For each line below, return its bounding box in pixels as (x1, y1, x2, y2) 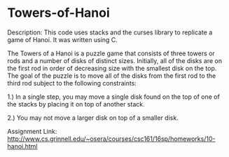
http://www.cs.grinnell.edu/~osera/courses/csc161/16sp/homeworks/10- (7, 135, 216, 143)
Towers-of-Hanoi (7, 5, 110, 21)
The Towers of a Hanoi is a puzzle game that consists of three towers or (7, 49, 215, 57)
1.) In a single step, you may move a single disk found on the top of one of (7, 93, 221, 101)
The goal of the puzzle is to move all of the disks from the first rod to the (7, 71, 216, 80)
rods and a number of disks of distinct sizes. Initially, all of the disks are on (7, 56, 223, 64)
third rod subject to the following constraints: (7, 78, 137, 87)
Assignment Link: (7, 127, 57, 135)
